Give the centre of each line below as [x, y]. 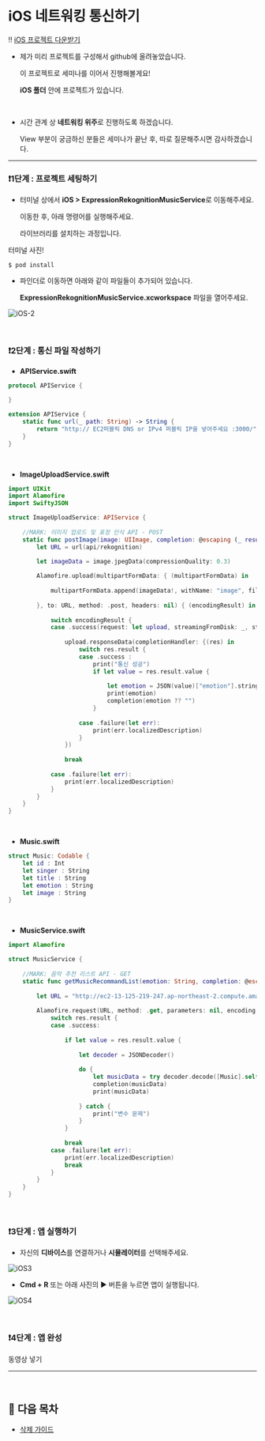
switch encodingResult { [91, 620]
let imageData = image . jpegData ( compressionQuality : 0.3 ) [134, 561]
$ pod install [32, 266]
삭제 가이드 [37, 1430]
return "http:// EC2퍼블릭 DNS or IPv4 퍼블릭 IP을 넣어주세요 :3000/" [147, 429]
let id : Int [44, 864]
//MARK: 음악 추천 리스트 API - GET [77, 974]
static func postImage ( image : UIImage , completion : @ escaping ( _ [132, 539]
